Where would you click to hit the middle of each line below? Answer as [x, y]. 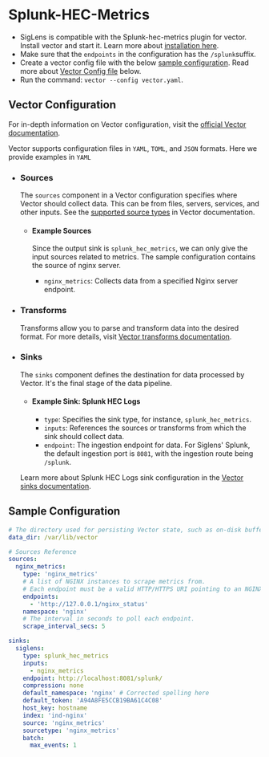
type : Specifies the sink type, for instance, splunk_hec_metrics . [148, 420]
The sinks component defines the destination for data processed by [132, 374]
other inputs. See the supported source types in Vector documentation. [137, 212]
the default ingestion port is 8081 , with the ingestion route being [149, 454]
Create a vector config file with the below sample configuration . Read [134, 63]
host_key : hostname [55, 708]
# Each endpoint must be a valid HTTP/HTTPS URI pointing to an [132, 589]
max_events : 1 [53, 745]
